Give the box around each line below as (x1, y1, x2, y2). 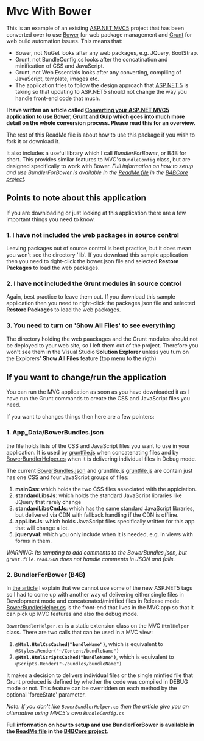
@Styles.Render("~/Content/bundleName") (15, 648, 119, 654)
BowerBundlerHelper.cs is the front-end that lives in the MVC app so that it (6, 604, 194, 611)
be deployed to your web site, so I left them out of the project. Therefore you (6, 341, 199, 349)
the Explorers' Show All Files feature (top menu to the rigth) (6, 355, 157, 362)
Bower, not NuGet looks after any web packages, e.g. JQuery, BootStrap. (15, 49, 199, 56)
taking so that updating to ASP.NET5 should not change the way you (15, 88, 188, 95)
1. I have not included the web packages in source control (6, 230, 180, 239)
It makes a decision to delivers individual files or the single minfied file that (6, 672, 194, 679)
